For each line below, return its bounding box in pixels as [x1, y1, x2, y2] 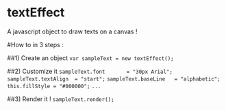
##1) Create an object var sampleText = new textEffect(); [7, 53, 174, 62]
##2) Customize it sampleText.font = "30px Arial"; [7, 67, 173, 75]
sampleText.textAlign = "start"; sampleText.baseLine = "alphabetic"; [7, 75, 221, 83]
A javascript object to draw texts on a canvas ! [7, 27, 138, 36]
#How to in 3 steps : [7, 40, 64, 49]
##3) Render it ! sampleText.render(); [7, 94, 114, 103]
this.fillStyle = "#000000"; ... [7, 83, 101, 90]
